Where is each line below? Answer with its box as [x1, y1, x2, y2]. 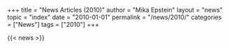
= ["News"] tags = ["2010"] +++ [7, 21, 100, 28]
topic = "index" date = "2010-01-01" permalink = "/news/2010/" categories [7, 13, 222, 21]
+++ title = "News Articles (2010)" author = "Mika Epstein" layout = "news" [7, 6, 223, 14]
